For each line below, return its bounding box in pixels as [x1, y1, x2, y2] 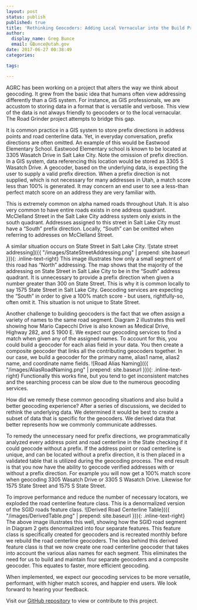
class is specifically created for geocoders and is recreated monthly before [6, 531, 188, 538]
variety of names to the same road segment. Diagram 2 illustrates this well [6, 316, 186, 323]
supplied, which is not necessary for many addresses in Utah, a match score [6, 176, 191, 183]
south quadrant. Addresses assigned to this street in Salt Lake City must [6, 219, 181, 226]
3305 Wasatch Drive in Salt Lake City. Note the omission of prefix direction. [6, 151, 188, 158]
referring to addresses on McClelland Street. [6, 231, 114, 238]
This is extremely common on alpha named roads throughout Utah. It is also [6, 200, 189, 207]
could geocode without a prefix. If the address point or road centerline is [6, 445, 182, 452]
